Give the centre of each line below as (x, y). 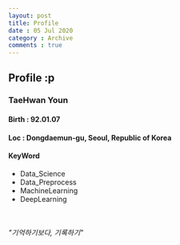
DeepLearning (43, 199)
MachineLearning (49, 190)
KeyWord (24, 156)
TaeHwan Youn (38, 101)
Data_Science (42, 173)
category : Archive (41, 38)
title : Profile (34, 23)
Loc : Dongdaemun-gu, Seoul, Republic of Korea (90, 137)
